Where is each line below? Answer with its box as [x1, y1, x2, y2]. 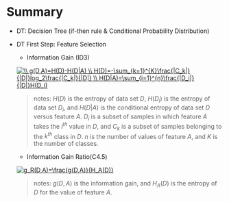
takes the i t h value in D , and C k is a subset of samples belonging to [33, 121, 222, 132]
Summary [6, 4, 63, 20]
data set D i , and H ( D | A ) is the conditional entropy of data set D [33, 103, 210, 113]
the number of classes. [33, 140, 99, 148]
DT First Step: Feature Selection [16, 40, 107, 48]
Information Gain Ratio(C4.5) [26, 153, 108, 161]
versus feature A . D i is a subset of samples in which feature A [33, 112, 207, 122]
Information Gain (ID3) [26, 53, 90, 62]
